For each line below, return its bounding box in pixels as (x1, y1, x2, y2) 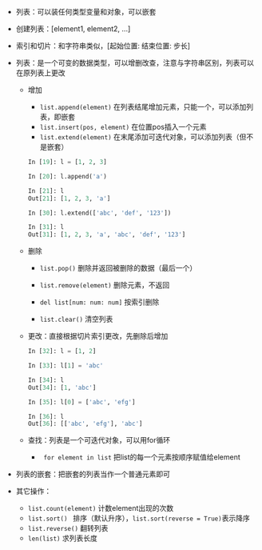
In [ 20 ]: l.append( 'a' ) (27, 172, 108, 180)
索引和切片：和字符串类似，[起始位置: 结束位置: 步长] (15, 41, 190, 50)
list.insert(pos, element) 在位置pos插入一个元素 (39, 122, 207, 131)
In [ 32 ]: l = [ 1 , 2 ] (27, 347, 97, 355)
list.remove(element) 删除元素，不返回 (39, 280, 170, 290)
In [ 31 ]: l (27, 223, 65, 231)
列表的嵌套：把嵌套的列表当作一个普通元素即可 (15, 469, 170, 479)
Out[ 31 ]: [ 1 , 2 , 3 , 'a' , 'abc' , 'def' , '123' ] (27, 231, 186, 239)
